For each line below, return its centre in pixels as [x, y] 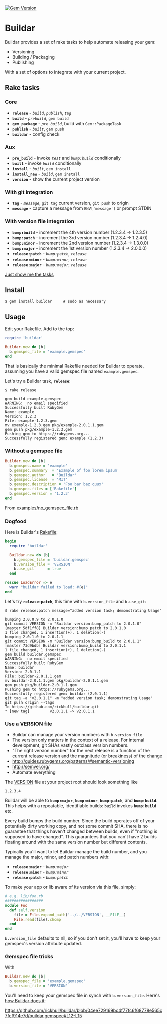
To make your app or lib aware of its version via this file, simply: [71, 887]
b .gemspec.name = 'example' [39, 466]
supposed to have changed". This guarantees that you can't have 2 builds [81, 837]
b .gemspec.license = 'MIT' [39, 480]
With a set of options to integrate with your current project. [66, 72]
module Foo [16, 905]
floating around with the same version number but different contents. [76, 842]
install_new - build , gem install [46, 174]
